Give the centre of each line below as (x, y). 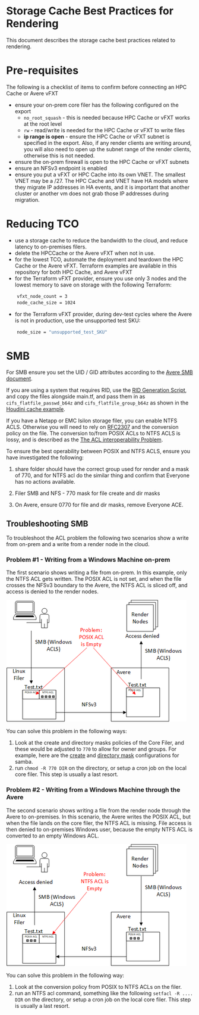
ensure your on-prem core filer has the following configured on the (97, 105)
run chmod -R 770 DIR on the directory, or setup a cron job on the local (101, 768)
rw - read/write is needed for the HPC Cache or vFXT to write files (104, 130)
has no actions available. (45, 482)
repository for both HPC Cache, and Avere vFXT (73, 272)
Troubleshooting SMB (47, 523)
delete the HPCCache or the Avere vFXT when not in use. (85, 253)
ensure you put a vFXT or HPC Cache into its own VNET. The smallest (100, 175)
